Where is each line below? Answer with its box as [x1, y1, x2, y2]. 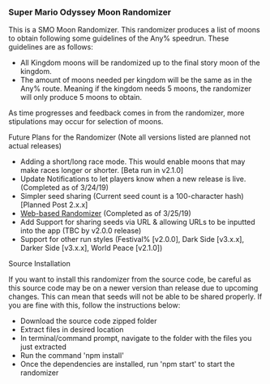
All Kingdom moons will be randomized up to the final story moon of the [19, 58, 261, 67]
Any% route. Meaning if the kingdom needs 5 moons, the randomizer [19, 84, 251, 93]
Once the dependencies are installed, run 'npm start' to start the [19, 360, 235, 369]
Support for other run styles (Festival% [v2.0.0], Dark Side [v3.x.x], [19, 235, 245, 244]
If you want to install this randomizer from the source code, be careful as [8, 274, 251, 284]
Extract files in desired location [19, 325, 124, 334]
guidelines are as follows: [8, 42, 93, 52]
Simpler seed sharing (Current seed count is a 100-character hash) [19, 192, 245, 201]
